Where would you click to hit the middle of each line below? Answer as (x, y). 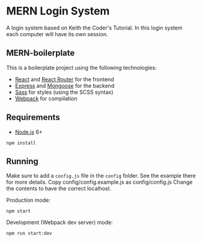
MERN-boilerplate (41, 53)
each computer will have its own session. (57, 34)
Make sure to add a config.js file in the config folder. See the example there (101, 176)
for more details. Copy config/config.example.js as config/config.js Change (99, 182)
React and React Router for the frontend (64, 79)
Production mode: (29, 200)
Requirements (33, 118)
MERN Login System (58, 11)
